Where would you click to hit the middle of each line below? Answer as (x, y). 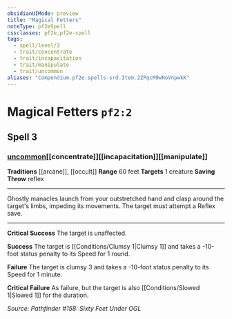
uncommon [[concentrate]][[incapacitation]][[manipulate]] (107, 156)
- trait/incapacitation (47, 59)
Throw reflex (26, 179)
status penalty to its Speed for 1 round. (75, 254)
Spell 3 (22, 137)
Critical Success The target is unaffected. (67, 233)
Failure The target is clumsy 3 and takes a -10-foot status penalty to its (108, 267)
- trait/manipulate (41, 65)
